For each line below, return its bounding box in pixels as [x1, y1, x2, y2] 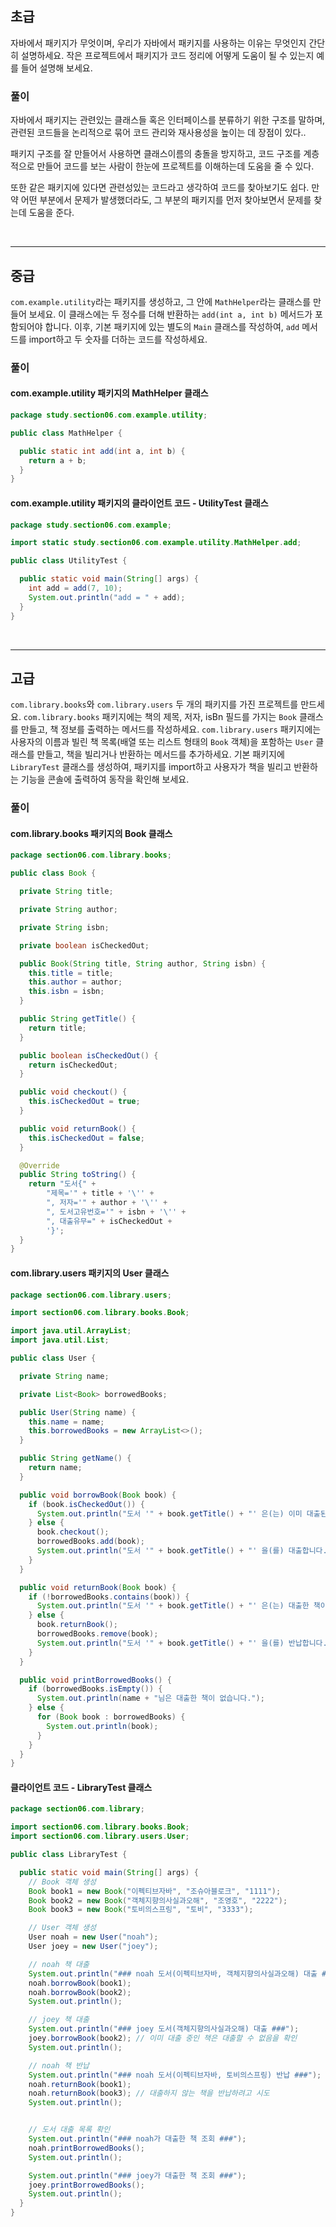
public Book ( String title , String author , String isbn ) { [19, 958, 267, 969]
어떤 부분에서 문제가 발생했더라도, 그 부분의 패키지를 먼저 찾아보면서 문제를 [20, 194, 312, 206]
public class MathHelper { [10, 428, 123, 438]
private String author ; [19, 905, 118, 915]
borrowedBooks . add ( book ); [36, 1537, 145, 1547]
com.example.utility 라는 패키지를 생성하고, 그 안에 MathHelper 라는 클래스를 [10, 295, 312, 307]
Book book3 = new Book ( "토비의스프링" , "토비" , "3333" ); [28, 1905, 254, 1915]
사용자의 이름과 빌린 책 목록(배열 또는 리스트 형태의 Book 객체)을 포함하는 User [10, 736, 314, 748]
